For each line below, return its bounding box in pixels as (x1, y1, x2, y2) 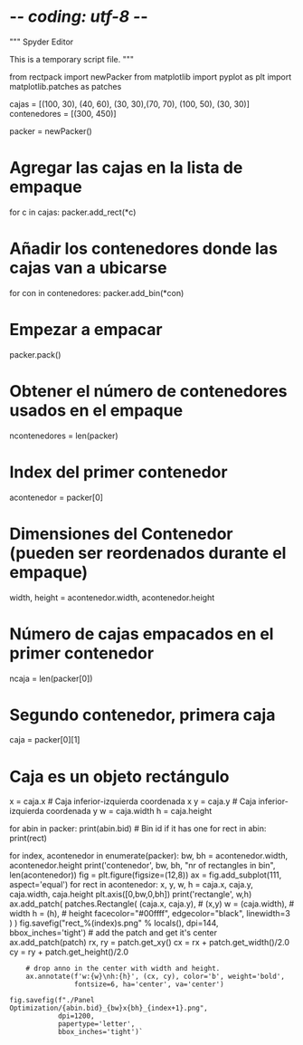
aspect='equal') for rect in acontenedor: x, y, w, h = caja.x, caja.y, (9, 879, 253, 890)
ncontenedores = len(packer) (9, 430, 119, 441)
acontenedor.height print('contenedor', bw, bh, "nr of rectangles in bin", (9, 860, 276, 871)
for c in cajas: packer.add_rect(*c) (9, 206, 137, 217)
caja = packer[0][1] (9, 734, 80, 745)
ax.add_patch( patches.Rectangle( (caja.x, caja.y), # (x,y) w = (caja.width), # (9, 898, 295, 909)
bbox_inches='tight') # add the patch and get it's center (9, 927, 217, 938)
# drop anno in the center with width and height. (25, 964, 221, 973)
